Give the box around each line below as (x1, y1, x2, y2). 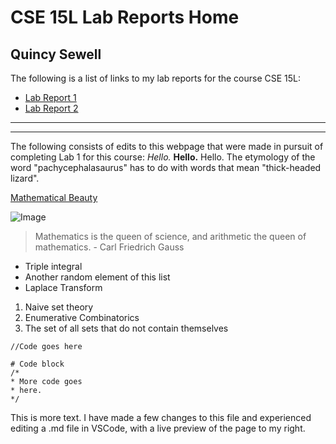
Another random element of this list (24, 271, 171, 283)
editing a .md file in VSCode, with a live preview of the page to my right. (10, 422, 306, 434)
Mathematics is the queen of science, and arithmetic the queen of (34, 231, 307, 242)
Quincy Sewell (10, 46, 102, 63)
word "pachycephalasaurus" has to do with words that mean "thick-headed (10, 162, 322, 173)
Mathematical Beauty (10, 192, 98, 203)
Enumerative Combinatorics (24, 312, 140, 323)
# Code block (10, 359, 65, 369)
